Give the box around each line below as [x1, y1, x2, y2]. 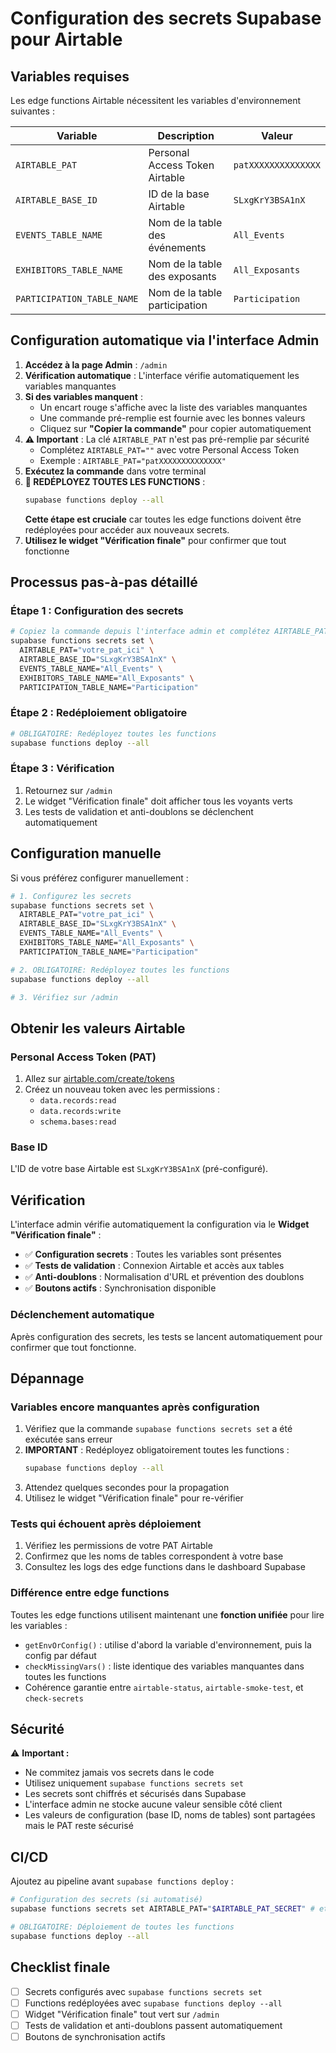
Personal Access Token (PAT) [10, 1050, 157, 1064]
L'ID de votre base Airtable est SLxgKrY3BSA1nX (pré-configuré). [10, 1163, 269, 1175]
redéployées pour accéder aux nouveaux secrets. [24, 523, 230, 536]
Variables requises [10, 68, 130, 85]
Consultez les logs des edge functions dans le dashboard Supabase [24, 1561, 306, 1573]
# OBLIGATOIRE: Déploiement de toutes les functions [10, 1922, 235, 1932]
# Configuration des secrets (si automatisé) [10, 1895, 203, 1905]
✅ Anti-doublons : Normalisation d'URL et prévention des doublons [24, 1271, 305, 1283]
